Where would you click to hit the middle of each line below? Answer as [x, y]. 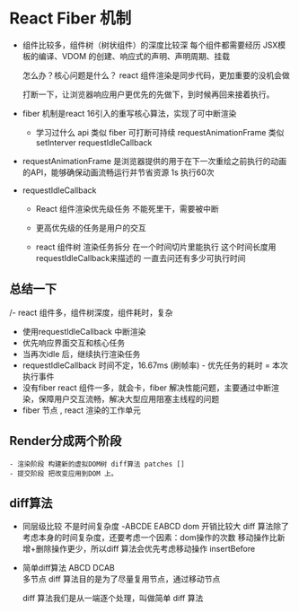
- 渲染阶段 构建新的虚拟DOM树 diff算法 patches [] [97, 464]
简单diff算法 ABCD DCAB [68, 568]
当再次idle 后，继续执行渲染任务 [81, 354]
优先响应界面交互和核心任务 [74, 343]
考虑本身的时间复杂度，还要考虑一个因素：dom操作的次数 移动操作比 [149, 538]
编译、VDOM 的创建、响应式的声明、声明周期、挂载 [134, 56]
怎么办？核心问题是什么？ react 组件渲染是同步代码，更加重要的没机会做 [156, 75]
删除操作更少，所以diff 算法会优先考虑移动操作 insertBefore [145, 549]
